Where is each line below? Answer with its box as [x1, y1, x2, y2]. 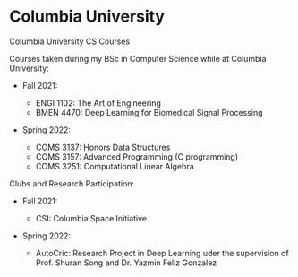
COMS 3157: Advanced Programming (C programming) [35, 151, 239, 162]
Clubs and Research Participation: [9, 177, 135, 189]
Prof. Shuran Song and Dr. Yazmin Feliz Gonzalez [35, 257, 217, 268]
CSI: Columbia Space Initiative [35, 212, 148, 223]
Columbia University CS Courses [9, 36, 131, 47]
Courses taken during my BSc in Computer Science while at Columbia [9, 53, 267, 64]
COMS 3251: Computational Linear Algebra [35, 160, 194, 171]
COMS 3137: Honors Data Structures [35, 142, 171, 152]
